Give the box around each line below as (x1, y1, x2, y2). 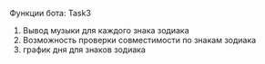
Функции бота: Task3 (9, 8, 91, 18)
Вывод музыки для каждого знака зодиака (22, 25, 189, 35)
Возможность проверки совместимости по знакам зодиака (22, 35, 257, 45)
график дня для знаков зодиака (22, 44, 146, 55)
